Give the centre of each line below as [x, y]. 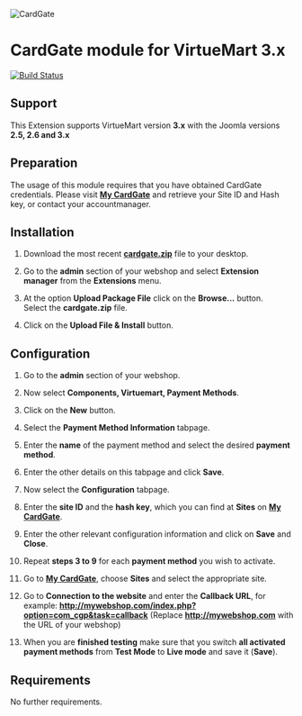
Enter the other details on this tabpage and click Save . [124, 472]
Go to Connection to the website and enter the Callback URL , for [144, 596]
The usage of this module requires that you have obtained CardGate [136, 185]
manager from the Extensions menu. [92, 281]
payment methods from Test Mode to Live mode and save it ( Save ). [150, 652]
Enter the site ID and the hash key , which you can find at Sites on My [152, 507]
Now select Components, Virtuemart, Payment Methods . [131, 393]
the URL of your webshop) [72, 625]
